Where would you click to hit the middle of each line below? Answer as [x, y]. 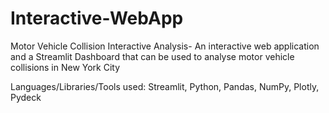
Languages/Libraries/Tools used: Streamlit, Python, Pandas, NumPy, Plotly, [165, 86]
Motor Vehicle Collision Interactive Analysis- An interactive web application [165, 46]
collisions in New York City [65, 67]
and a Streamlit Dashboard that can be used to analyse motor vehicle [152, 56]
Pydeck [26, 97]
